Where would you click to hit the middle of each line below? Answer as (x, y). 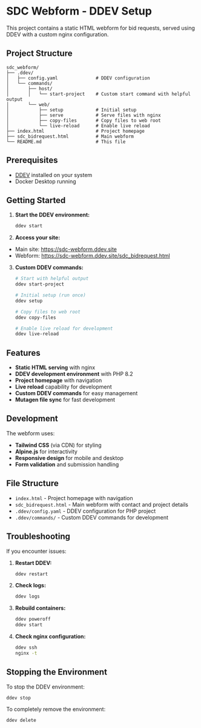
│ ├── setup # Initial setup (71, 110)
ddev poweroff (33, 619)
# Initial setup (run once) (50, 295)
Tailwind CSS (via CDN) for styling (58, 445)
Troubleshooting (38, 537)
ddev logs (28, 596)
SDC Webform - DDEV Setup (79, 11)
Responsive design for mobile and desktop (69, 458)
